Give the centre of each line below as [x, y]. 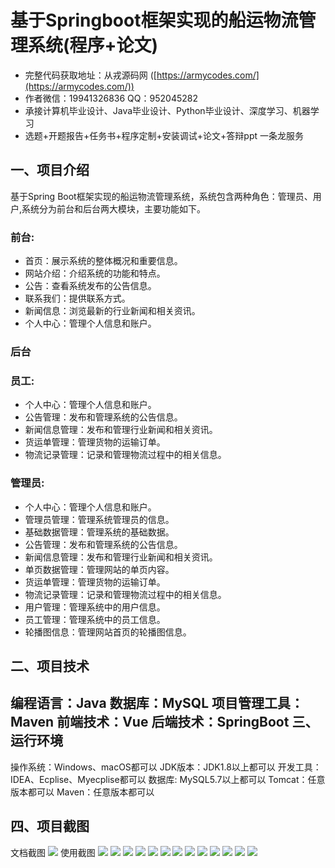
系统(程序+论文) [93, 45]
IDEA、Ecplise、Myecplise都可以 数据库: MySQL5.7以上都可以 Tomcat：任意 [168, 779]
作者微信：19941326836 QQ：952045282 [111, 98]
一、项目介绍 [50, 170]
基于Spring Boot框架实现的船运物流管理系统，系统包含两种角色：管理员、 [161, 196]
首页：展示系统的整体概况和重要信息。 [103, 261]
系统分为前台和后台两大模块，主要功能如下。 [114, 208]
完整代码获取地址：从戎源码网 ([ [90, 75]
